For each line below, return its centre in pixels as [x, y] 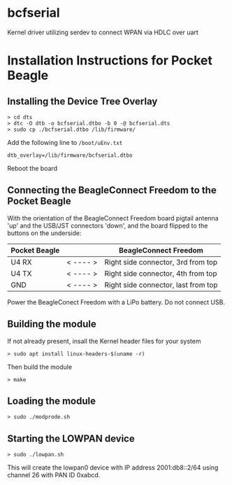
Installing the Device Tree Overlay [82, 101]
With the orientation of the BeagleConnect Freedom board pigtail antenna [113, 218]
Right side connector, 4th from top [161, 273]
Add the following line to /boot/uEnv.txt [65, 142]
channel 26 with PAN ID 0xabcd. [54, 475]
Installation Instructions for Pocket [110, 61]
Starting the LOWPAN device [71, 438]
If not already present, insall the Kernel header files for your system [104, 341]
